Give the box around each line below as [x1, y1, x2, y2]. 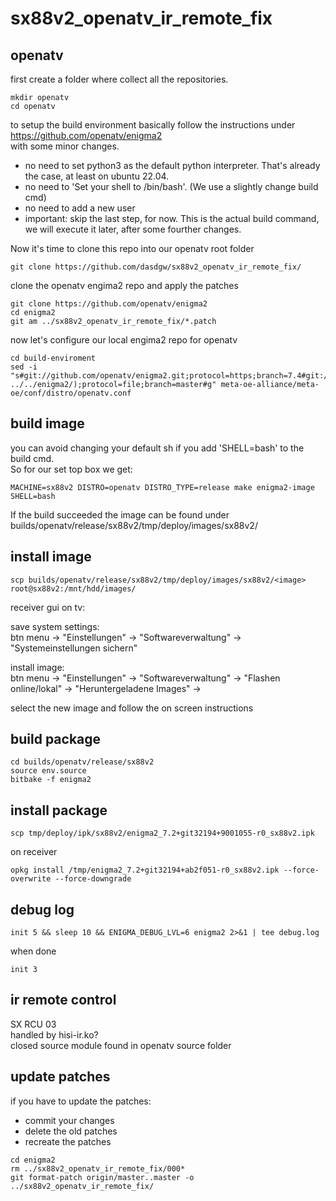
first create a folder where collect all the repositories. [10, 73, 229, 85]
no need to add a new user [24, 202, 136, 214]
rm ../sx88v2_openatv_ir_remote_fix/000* [10, 1163, 186, 1174]
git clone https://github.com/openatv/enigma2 [10, 299, 208, 309]
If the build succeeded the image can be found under [10, 508, 230, 521]
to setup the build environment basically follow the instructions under [10, 119, 296, 131]
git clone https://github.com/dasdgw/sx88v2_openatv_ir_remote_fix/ [10, 262, 302, 272]
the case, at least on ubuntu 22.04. [24, 170, 170, 182]
